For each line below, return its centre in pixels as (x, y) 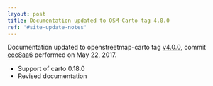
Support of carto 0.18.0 (51, 69)
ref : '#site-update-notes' (47, 27)
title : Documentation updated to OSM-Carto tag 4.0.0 (89, 21)
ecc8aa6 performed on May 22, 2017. (62, 55)
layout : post (27, 14)
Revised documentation (52, 76)
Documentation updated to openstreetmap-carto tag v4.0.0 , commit (107, 48)
